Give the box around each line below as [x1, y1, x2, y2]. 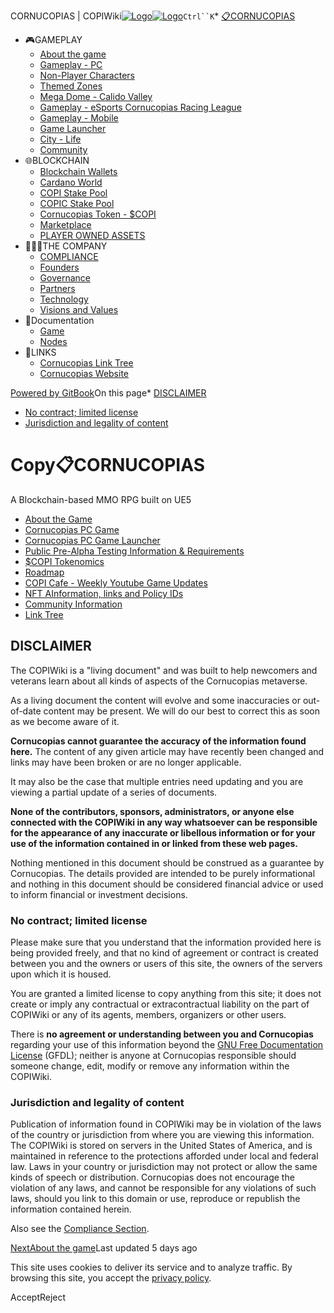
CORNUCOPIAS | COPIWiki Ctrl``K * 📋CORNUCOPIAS [10, 10, 296, 22]
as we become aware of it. [10, 715, 120, 727]
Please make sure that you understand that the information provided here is [10, 936, 322, 949]
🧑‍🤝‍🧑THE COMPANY [24, 240, 108, 252]
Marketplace [39, 219, 92, 230]
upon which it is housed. [10, 968, 112, 980]
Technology [39, 293, 89, 305]
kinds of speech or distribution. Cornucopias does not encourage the [10, 1171, 295, 1184]
